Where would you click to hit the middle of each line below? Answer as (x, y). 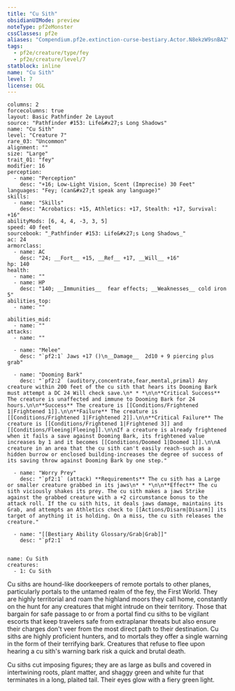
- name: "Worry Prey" (45, 473)
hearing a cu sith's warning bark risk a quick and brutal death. (97, 651)
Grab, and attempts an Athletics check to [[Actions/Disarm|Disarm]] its (117, 510)
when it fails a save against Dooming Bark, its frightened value (106, 436)
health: (19, 271)
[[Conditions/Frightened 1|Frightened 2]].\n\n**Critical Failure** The (115, 418)
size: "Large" (28, 154)
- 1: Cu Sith (33, 571)
